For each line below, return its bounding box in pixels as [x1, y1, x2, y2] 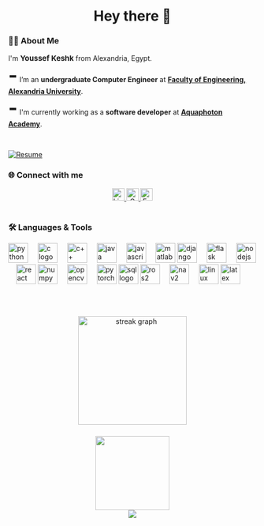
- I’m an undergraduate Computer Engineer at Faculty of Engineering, [8, 62, 247, 88]
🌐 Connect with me [8, 170, 84, 181]
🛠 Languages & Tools [8, 221, 93, 232]
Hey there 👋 [93, 7, 172, 25]
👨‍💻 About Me [8, 36, 59, 47]
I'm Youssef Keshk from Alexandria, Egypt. [8, 53, 152, 64]
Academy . [8, 119, 43, 129]
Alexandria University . [8, 87, 84, 96]
